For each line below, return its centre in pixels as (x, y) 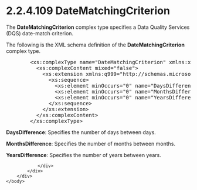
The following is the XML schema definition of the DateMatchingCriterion (95, 45)
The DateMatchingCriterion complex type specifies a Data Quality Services (98, 27)
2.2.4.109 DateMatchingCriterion (88, 11)
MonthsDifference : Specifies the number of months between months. (91, 144)
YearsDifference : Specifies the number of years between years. (84, 155)
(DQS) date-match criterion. (40, 33)
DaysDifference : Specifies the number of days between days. (81, 132)
